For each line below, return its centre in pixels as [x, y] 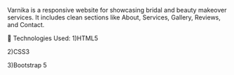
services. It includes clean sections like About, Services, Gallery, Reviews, [114, 17]
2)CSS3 [19, 52]
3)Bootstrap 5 [27, 65]
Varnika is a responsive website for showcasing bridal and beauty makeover [117, 10]
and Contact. [26, 25]
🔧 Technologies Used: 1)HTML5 [53, 38]
